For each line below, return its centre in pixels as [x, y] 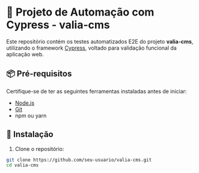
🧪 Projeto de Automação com [80, 12]
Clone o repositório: [39, 148]
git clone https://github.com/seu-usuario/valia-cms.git [79, 160]
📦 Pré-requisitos [39, 74]
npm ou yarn [31, 116]
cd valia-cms [23, 165]
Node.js [25, 103]
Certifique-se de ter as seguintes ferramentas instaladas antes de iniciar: [97, 91]
